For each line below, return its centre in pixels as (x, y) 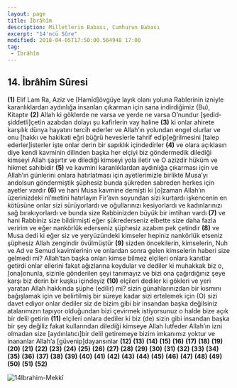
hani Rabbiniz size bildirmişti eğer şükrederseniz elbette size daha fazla (112, 220)
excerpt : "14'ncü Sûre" (43, 34)
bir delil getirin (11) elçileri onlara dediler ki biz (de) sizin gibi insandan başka (118, 318)
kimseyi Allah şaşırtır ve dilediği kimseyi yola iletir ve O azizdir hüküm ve (112, 160)
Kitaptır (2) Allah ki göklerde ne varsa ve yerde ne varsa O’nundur (103, 114)
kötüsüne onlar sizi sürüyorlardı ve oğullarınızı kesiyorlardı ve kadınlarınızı (115, 205)
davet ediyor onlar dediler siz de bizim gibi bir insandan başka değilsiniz (112, 303)
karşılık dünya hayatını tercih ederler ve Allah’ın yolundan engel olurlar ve (114, 129)
